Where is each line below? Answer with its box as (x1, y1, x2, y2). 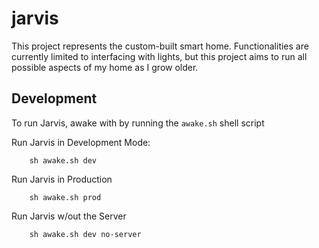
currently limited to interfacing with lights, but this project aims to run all (11, 50, 308, 62)
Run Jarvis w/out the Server (11, 210, 127, 222)
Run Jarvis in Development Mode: (11, 136, 151, 148)
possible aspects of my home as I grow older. (11, 61, 199, 73)
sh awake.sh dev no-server (29, 229, 142, 239)
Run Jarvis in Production (11, 173, 113, 185)
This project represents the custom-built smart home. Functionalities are (11, 40, 309, 52)
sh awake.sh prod (29, 192, 102, 202)
